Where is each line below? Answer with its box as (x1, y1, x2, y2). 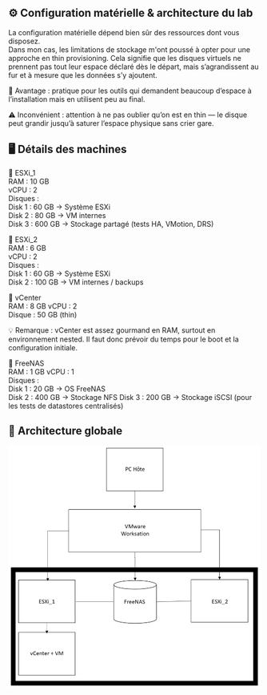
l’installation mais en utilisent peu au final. (8, 94, 145, 103)
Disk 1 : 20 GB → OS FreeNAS (8, 384, 106, 394)
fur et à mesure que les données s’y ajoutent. (8, 70, 157, 79)
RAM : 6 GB (8, 243, 46, 253)
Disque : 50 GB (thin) (8, 309, 78, 319)
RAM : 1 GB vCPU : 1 (8, 366, 74, 376)
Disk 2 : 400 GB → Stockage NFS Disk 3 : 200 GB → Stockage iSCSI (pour (8, 392, 253, 402)
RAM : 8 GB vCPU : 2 (8, 301, 78, 311)
